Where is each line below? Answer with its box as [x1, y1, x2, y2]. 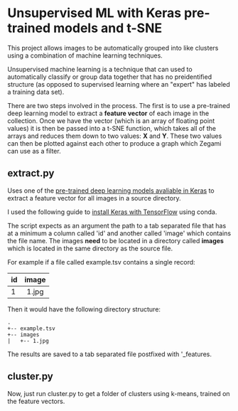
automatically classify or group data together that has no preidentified [7, 73, 212, 81]
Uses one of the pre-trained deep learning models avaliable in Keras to [7, 186, 215, 195]
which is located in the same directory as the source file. [7, 244, 173, 252]
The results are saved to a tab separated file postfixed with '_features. [7, 350, 212, 358]
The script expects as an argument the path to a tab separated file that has [7, 221, 227, 230]
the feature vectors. [7, 397, 65, 405]
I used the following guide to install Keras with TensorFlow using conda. [7, 208, 217, 216]
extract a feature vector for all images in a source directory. [7, 193, 181, 202]
